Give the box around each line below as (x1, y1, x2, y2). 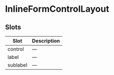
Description (31, 38, 60, 44)
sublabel (7, 62, 28, 68)
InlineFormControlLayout (5, 3, 110, 15)
